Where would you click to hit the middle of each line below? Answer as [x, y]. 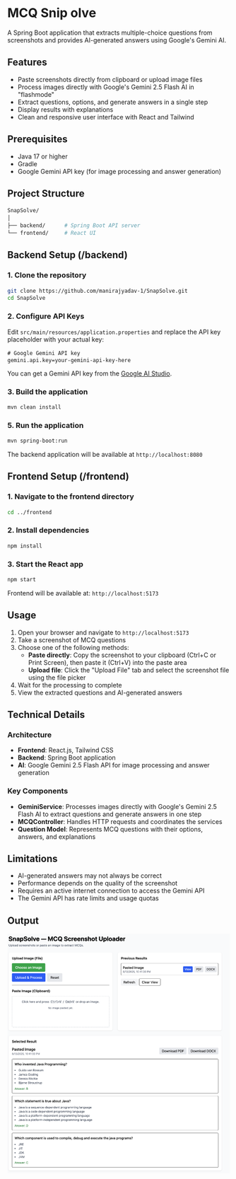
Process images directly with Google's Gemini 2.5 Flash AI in [106, 87]
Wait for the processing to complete [70, 685]
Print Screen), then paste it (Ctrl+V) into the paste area [107, 662]
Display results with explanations [65, 109]
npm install [25, 546]
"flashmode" [36, 94]
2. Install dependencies [48, 530]
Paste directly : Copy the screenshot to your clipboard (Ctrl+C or [122, 655]
